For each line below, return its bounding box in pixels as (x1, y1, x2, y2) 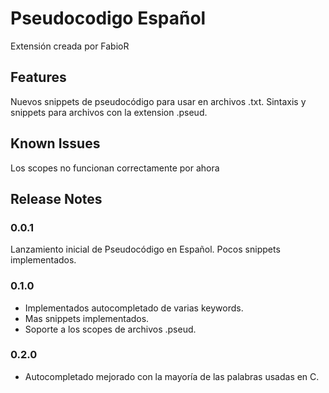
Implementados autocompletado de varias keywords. (24, 302, 244, 314)
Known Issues (10, 135, 101, 152)
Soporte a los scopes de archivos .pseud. (24, 323, 197, 335)
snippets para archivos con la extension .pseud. (10, 106, 208, 118)
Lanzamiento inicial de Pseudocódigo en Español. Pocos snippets (10, 243, 281, 256)
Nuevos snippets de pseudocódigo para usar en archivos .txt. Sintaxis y (10, 95, 307, 107)
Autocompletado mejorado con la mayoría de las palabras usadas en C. (24, 370, 320, 382)
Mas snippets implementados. (24, 312, 150, 324)
